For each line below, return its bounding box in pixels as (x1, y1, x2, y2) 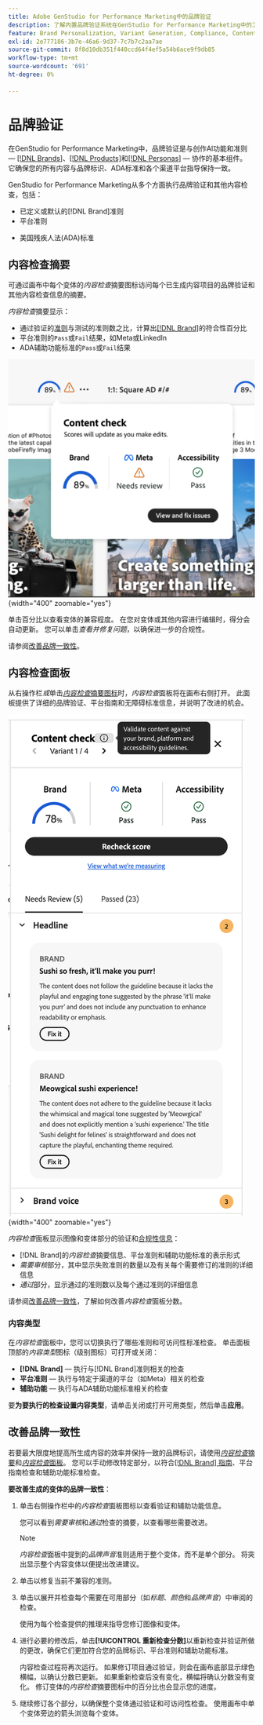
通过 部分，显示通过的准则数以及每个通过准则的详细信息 (19, 1280, 198, 1289)
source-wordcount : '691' (8, 63, 89, 71)
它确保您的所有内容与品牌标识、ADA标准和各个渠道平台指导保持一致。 (8, 163, 235, 173)
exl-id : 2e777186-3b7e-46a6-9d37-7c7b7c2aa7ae (8, 38, 163, 46)
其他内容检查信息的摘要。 (8, 290, 91, 300)
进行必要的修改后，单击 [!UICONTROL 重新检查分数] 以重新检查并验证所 (19, 1636, 248, 1645)
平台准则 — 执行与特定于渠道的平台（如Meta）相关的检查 (19, 1373, 205, 1383)
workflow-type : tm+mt (8, 54, 79, 62)
